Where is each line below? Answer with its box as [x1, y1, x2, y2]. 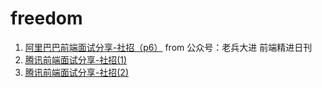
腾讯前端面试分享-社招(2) [24, 66, 129, 78]
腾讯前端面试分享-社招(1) [24, 53, 128, 66]
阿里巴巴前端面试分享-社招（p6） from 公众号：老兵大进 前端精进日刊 [24, 41, 313, 53]
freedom [10, 7, 83, 30]
